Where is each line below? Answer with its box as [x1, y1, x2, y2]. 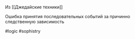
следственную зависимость [5, 19, 65, 24]
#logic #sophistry [5, 28, 41, 34]
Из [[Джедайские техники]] [5, 4, 63, 10]
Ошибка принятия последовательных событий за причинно [5, 14, 131, 19]
